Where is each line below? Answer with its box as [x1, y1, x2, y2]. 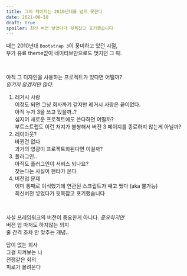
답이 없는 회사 [6, 241, 38, 249]
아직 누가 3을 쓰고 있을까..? [14, 108, 77, 115]
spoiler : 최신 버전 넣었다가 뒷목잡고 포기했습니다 [6, 25, 113, 31]
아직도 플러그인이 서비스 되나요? [14, 161, 89, 168]
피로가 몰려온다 [6, 264, 41, 271]
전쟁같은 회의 [6, 256, 37, 264]
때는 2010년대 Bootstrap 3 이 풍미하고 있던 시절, [6, 42, 118, 49]
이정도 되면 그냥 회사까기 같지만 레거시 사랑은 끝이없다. [14, 101, 141, 108]
